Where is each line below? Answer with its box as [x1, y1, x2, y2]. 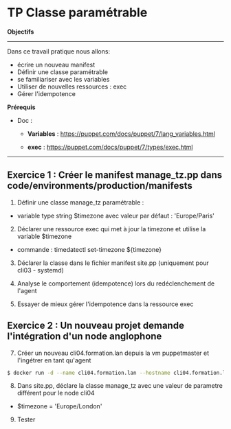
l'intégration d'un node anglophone [7, 331, 162, 343]
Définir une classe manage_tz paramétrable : [16, 198, 144, 207]
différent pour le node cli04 [16, 389, 95, 397]
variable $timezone [16, 232, 72, 240]
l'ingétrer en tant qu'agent [16, 356, 91, 364]
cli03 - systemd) [16, 266, 64, 274]
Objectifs [7, 27, 34, 36]
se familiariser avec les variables [16, 75, 110, 83]
